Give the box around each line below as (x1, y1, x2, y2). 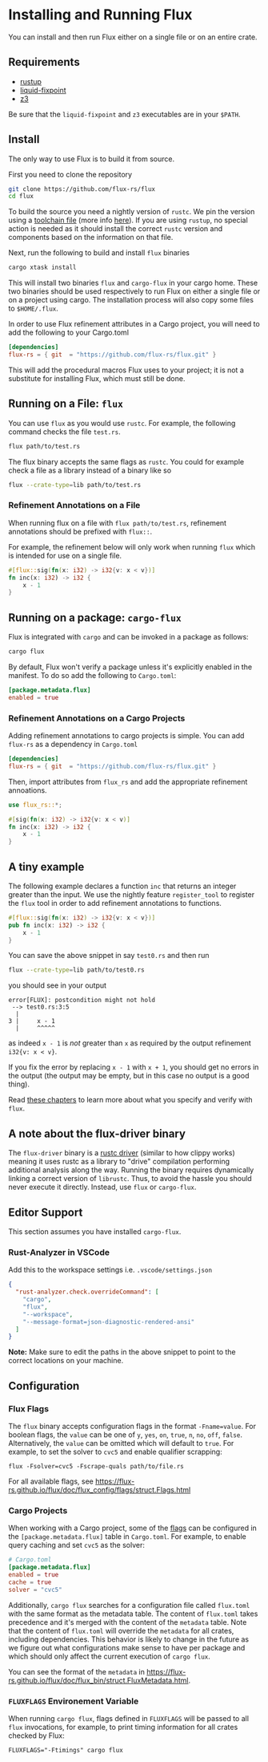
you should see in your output (8, 980, 106, 990)
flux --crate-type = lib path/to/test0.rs (8, 966, 146, 974)
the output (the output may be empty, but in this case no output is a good (8, 1071, 250, 1081)
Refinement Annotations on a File (8, 500, 141, 511)
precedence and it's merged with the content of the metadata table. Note (8, 1617, 247, 1626)
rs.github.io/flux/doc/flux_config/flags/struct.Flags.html (8, 1484, 191, 1494)
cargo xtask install (8, 263, 78, 272)
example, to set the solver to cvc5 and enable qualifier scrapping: (8, 1447, 222, 1456)
